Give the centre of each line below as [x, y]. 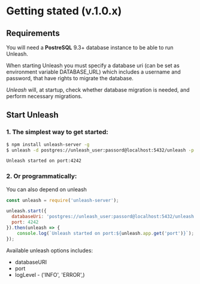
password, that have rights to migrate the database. [70, 78]
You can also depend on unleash [46, 189]
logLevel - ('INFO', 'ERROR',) [50, 274]
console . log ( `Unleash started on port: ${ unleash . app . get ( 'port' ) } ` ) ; [106, 233]
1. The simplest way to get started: [57, 132]
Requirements [33, 33]
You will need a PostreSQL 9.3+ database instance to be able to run [90, 47]
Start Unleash [32, 115]
